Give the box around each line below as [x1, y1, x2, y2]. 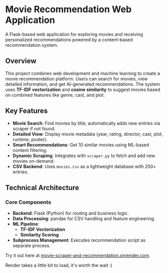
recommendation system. [5, 42, 59, 48]
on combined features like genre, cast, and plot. [5, 92, 105, 98]
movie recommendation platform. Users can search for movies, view [5, 75, 148, 82]
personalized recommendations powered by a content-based [5, 37, 133, 43]
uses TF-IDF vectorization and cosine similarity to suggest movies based [5, 86, 160, 93]
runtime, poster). [12, 136, 48, 142]
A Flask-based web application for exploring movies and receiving [5, 31, 143, 37]
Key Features [5, 107, 48, 115]
